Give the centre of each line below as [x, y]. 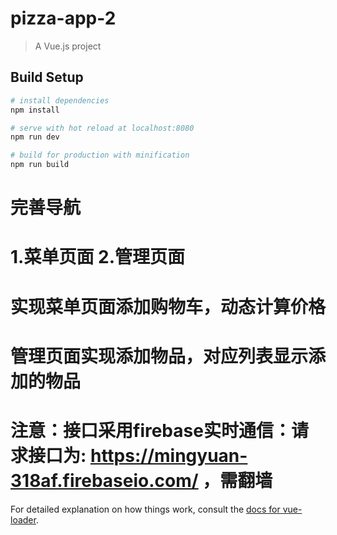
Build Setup [47, 77]
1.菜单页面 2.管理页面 [98, 257]
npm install [35, 110]
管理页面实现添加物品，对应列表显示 [159, 356]
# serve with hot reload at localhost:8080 [102, 128]
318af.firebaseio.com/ [104, 480]
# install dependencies [60, 100]
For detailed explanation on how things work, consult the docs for [145, 509]
